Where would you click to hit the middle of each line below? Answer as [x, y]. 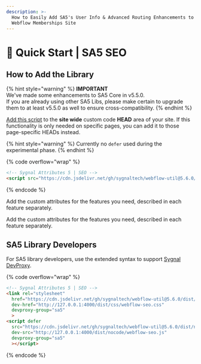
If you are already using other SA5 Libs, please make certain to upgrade [95, 102]
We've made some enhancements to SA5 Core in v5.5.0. [76, 95]
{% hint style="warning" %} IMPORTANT [57, 89]
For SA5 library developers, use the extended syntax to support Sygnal [94, 259]
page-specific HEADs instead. [43, 132]
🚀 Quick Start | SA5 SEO [66, 52]
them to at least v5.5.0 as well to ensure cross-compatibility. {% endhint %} [99, 108]
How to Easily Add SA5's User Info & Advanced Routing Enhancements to [103, 17]
